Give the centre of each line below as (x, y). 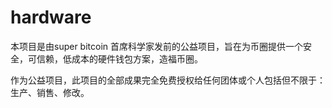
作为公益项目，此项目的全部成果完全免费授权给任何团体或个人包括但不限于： (168, 80)
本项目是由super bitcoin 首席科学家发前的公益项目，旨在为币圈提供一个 (157, 46)
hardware (51, 17)
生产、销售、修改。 (50, 92)
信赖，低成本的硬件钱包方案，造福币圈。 (119, 58)
